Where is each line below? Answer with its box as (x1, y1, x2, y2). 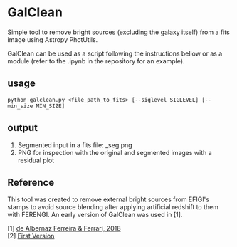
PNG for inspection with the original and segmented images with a (17, 148, 212, 157)
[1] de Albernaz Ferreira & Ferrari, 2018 (7, 224, 121, 233)
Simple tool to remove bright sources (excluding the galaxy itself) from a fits (7, 28, 230, 36)
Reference (7, 176, 55, 189)
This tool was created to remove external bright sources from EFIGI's (7, 195, 210, 204)
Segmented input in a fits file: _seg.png (17, 140, 133, 149)
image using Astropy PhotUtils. (7, 35, 98, 43)
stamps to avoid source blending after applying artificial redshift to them (7, 203, 219, 211)
